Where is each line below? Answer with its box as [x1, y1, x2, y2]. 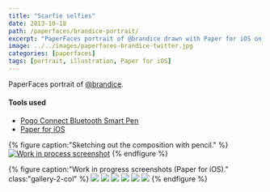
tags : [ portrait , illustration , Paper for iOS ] [8, 58, 172, 66]
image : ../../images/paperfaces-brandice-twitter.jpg [8, 42, 194, 50]
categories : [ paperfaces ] [8, 49, 95, 58]
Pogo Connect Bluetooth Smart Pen [19, 116, 139, 126]
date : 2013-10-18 [8, 19, 67, 28]
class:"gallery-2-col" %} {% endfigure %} [8, 174, 208, 184]
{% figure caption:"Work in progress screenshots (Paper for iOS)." [8, 164, 229, 174]
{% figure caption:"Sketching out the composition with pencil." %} [8, 140, 229, 150]
